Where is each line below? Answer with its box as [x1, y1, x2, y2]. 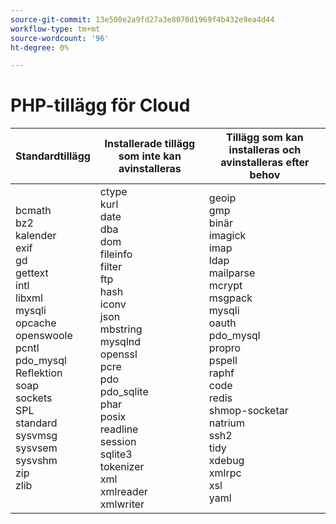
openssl [99, 347, 138, 361]
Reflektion [15, 366, 63, 380]
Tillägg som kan [226, 131, 304, 145]
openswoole [15, 329, 73, 343]
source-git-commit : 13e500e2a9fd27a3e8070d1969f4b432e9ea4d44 [10, 14, 275, 25]
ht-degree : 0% [10, 42, 70, 53]
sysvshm [15, 454, 58, 468]
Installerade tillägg [104, 137, 196, 151]
